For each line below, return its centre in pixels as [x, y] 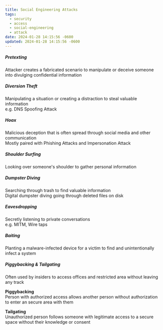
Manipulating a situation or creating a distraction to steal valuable [71, 98]
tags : [11, 14]
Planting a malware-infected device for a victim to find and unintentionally [80, 248]
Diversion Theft [21, 86]
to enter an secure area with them [39, 302]
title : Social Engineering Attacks [41, 10]
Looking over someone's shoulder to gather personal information [71, 166]
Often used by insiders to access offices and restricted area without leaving [82, 277]
